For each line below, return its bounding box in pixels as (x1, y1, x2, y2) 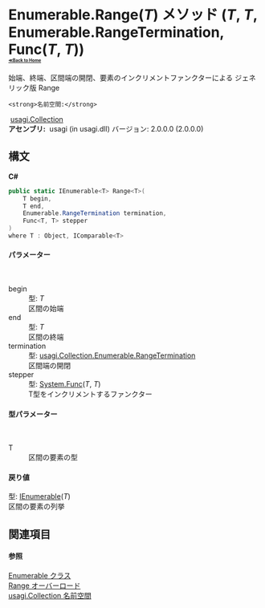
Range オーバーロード (8, 581, 81, 590)
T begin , (22, 194, 52, 203)
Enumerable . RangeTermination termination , (22, 209, 167, 217)
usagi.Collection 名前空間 (8, 591, 92, 601)
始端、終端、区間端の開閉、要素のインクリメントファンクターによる (8, 72, 234, 83)
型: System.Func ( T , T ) (28, 379, 101, 389)
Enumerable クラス (8, 571, 71, 581)
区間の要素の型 (28, 452, 78, 462)
